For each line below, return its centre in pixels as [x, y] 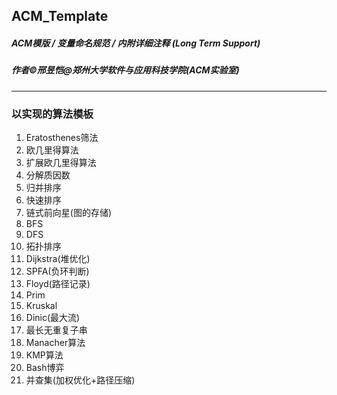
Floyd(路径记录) [58, 284]
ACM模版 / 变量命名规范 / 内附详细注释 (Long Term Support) [136, 43]
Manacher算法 [55, 343]
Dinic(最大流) [53, 318]
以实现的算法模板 [52, 114]
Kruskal [41, 306]
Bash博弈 [45, 368]
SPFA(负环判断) [57, 271]
